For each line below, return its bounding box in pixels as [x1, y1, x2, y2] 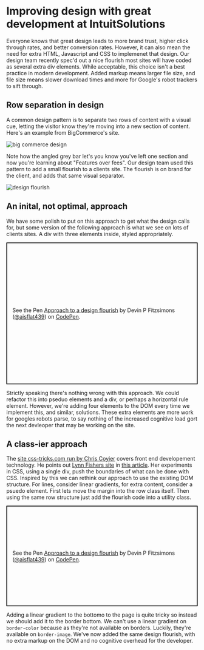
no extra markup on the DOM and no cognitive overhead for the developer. [6, 637, 193, 645]
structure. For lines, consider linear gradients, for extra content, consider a [6, 481, 193, 488]
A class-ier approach [6, 439, 88, 449]
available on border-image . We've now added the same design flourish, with [6, 631, 195, 638]
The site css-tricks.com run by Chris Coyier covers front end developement [6, 455, 195, 462]
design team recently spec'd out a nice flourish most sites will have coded [6, 56, 192, 64]
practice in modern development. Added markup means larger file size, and [6, 69, 195, 76]
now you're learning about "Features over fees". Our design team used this [6, 159, 194, 166]
